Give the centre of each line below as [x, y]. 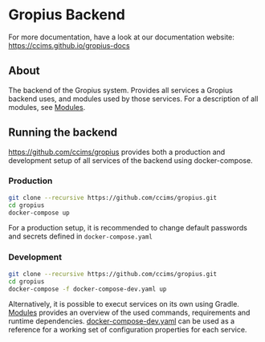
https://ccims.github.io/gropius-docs [69, 45]
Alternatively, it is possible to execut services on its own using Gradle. [124, 304]
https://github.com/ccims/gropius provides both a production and [117, 152]
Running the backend [63, 133]
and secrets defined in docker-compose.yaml [81, 236]
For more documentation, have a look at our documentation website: [122, 37]
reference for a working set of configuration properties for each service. [128, 330]
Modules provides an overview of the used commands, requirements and [129, 313]
